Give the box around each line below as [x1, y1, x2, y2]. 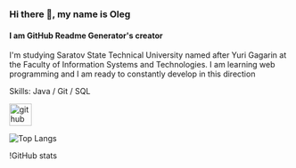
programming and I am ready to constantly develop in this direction [9, 68, 256, 79]
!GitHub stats [9, 150, 58, 161]
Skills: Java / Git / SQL [9, 86, 91, 97]
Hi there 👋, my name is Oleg [9, 8, 131, 20]
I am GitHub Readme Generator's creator [9, 30, 163, 41]
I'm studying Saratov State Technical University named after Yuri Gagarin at [9, 50, 287, 60]
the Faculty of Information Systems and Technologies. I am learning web [9, 60, 275, 70]
